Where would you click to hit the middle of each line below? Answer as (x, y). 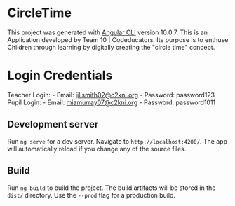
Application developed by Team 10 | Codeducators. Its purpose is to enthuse (118, 39)
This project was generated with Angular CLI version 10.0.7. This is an (108, 32)
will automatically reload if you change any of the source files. (97, 149)
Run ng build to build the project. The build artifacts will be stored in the (112, 188)
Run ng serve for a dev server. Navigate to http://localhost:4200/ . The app (117, 141)
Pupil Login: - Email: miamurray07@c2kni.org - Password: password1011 (112, 102)
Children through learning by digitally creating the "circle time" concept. (111, 47)
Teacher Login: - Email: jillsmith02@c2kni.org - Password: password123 (111, 95)
